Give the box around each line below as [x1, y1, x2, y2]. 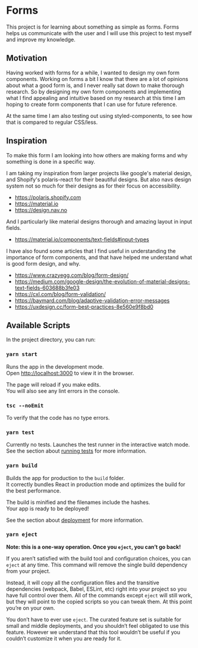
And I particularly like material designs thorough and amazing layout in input [6, 218, 192, 225]
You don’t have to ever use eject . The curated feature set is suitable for [6, 616, 181, 623]
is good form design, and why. [6, 260, 81, 267]
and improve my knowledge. [6, 36, 76, 43]
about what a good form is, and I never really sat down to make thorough [6, 82, 184, 89]
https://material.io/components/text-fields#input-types [14, 236, 150, 243]
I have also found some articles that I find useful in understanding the [6, 247, 176, 254]
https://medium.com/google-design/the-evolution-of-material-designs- [14, 278, 190, 285]
